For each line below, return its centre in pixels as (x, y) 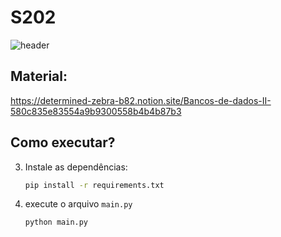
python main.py (56, 222)
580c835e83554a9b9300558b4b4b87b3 (96, 111)
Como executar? (63, 142)
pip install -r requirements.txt (94, 185)
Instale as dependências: (76, 167)
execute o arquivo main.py (78, 204)
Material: (39, 76)
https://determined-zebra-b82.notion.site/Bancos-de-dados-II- (141, 100)
